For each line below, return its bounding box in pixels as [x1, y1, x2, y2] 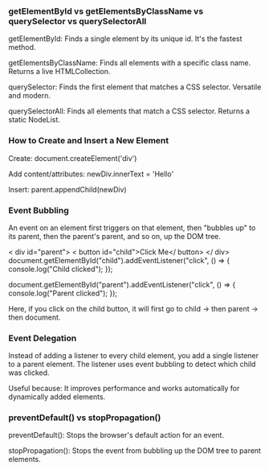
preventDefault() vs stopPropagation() [8, 412, 161, 423]
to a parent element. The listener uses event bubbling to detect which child [8, 360, 256, 369]
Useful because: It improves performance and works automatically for [8, 384, 240, 394]
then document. [8, 312, 61, 322]
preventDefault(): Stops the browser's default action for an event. [8, 431, 225, 440]
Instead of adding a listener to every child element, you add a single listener [8, 351, 259, 361]
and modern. [8, 91, 51, 101]
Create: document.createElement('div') [8, 153, 137, 163]
